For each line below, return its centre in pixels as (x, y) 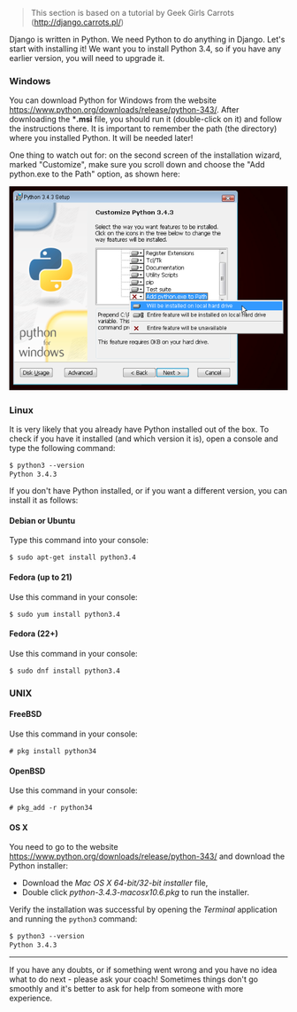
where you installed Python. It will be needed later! (101, 138)
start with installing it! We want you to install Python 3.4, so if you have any (145, 49)
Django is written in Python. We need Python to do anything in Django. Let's (147, 39)
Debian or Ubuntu (42, 520)
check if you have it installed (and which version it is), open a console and (144, 439)
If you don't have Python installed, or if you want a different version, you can (148, 491)
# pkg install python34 (53, 751)
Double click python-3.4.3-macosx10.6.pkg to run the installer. (136, 892)
